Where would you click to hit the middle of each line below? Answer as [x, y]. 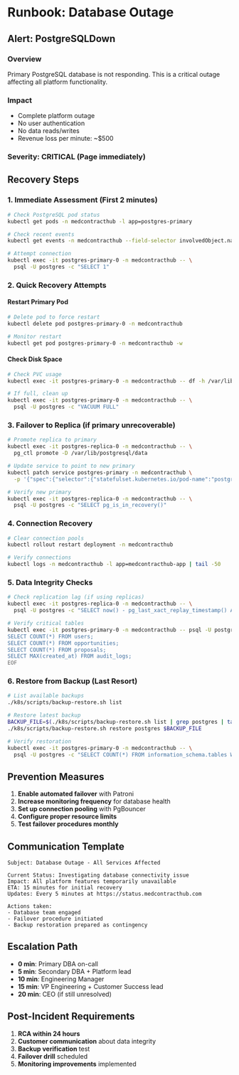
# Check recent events [41, 234]
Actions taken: [30, 906]
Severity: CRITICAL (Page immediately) [76, 157]
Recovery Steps [43, 180]
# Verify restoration [39, 741]
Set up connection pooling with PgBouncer [81, 809]
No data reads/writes [49, 131]
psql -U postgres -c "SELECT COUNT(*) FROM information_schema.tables [121, 754]
